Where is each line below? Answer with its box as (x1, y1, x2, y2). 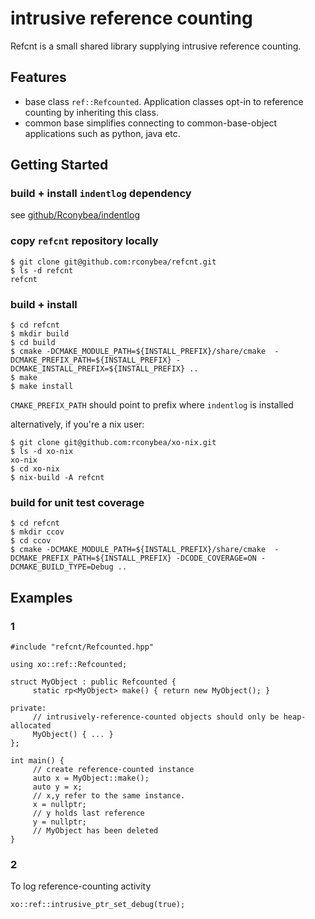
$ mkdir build (10, 329, 70, 339)
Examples (10, 589, 73, 606)
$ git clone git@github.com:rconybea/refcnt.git (10, 257, 217, 267)
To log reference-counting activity (10, 880, 152, 892)
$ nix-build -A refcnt (10, 473, 105, 483)
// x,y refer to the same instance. (32, 791, 186, 801)
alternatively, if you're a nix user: (10, 418, 145, 431)
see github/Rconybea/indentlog (10, 209, 140, 221)
